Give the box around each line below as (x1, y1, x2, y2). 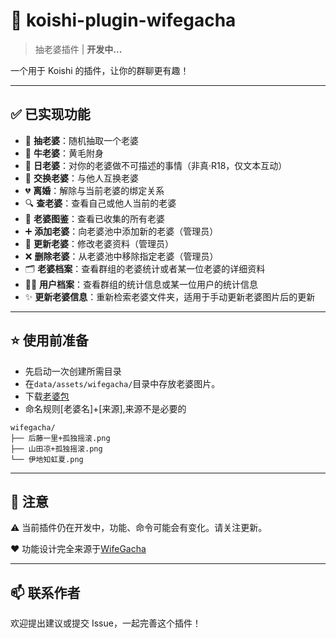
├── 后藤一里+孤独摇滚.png (10, 433, 111, 443)
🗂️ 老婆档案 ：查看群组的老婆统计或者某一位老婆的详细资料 (24, 262, 266, 274)
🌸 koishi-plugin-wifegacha (10, 9, 237, 32)
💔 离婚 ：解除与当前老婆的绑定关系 (24, 184, 165, 196)
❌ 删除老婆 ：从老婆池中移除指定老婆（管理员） (24, 250, 219, 262)
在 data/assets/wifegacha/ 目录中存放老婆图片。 (24, 377, 221, 389)
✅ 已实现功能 (10, 106, 91, 123)
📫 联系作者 (10, 584, 81, 601)
